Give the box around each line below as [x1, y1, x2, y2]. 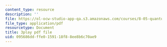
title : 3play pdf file [5, 30, 52, 35]
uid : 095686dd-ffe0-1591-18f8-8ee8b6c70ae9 [5, 35, 97, 40]
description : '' [5, 12, 39, 17]
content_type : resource [5, 7, 55, 12]
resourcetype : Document [5, 25, 55, 30]
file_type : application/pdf [5, 21, 64, 26]
